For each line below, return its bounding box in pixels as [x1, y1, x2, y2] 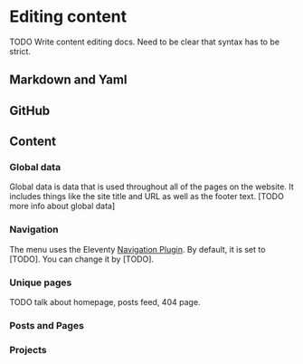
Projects [9, 343, 47, 356]
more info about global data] [9, 201, 116, 212]
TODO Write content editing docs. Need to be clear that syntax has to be [9, 36, 280, 47]
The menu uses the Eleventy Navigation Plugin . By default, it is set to [9, 244, 266, 254]
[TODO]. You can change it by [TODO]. [9, 254, 155, 264]
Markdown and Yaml [9, 72, 128, 88]
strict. [9, 45, 32, 56]
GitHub [9, 102, 51, 119]
